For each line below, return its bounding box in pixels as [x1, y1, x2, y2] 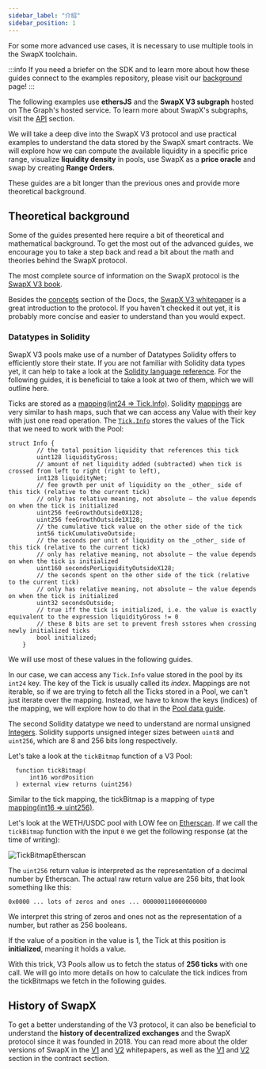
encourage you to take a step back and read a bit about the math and [8, 247, 234, 257]
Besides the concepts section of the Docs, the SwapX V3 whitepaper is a [8, 295, 247, 305]
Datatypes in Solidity [8, 331, 91, 343]
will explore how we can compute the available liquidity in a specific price [8, 146, 248, 155]
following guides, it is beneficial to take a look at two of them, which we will [8, 374, 254, 385]
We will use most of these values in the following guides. [8, 654, 193, 664]
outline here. [8, 383, 50, 393]
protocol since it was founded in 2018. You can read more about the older [8, 1036, 248, 1047]
